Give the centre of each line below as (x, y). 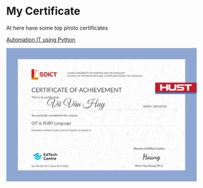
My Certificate (43, 11)
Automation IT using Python (41, 39)
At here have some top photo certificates (57, 28)
